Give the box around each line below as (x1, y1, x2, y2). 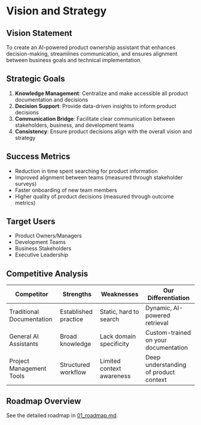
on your (145, 336, 167, 344)
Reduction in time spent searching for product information (14, 167, 158, 175)
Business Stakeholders (14, 245, 72, 252)
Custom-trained (145, 329, 191, 337)
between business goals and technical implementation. (6, 57, 142, 63)
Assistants (9, 340, 39, 348)
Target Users (6, 216, 56, 227)
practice (59, 315, 84, 323)
